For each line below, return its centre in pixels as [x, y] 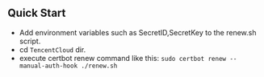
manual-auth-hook [48, 66]
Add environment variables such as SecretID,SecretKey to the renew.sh [138, 32]
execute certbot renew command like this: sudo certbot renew [123, 58]
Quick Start [37, 13]
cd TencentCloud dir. [52, 49]
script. [30, 41]
